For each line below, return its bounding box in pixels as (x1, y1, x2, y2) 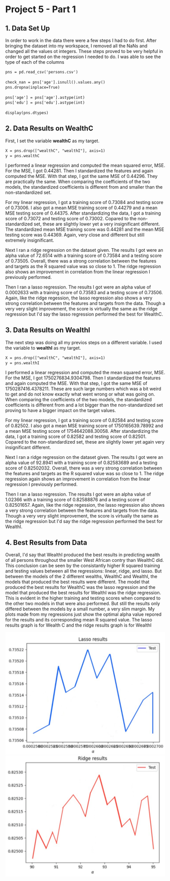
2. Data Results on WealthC (5, 124, 93, 133)
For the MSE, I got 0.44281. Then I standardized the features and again (5, 167, 154, 174)
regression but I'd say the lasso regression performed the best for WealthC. (5, 311, 163, 317)
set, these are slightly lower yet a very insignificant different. (33, 221, 160, 227)
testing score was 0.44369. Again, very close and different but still (5, 231, 145, 238)
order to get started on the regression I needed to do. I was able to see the (5, 54, 161, 60)
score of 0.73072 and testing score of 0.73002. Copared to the (5, 215, 137, 221)
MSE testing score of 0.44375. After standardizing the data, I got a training (5, 210, 161, 216)
